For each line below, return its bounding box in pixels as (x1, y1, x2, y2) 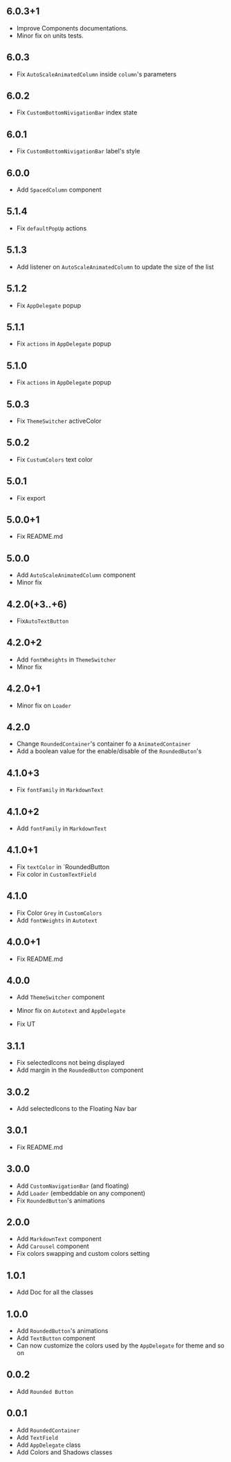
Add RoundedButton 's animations (16, 1327, 109, 1335)
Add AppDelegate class (16, 1440, 81, 1449)
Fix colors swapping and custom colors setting (16, 1250, 150, 1258)
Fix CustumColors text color (16, 455, 93, 464)
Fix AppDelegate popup (16, 301, 82, 310)
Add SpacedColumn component (16, 185, 102, 194)
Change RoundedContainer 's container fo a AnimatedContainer (16, 739, 192, 748)
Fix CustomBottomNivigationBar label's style (16, 147, 140, 156)
